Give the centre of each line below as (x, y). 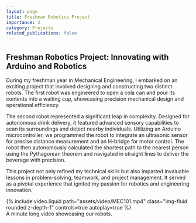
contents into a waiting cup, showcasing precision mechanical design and (95, 99)
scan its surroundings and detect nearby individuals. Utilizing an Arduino (94, 129)
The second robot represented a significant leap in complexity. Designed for (98, 116)
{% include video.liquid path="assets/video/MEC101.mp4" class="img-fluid (97, 201)
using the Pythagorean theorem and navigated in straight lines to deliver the (97, 153)
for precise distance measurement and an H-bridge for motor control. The (95, 141)
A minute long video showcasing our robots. (59, 214)
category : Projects (30, 28)
